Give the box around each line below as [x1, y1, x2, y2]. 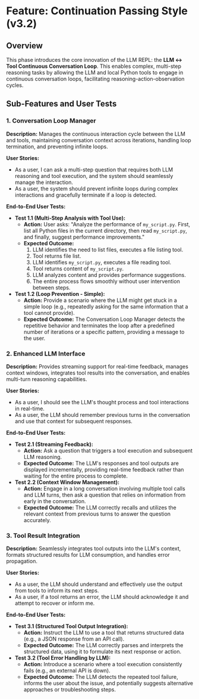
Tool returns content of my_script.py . [32, 265, 124, 272]
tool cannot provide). [23, 309, 75, 316]
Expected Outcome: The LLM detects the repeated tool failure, [23, 673, 178, 681]
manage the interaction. [14, 179, 73, 186]
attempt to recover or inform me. [14, 600, 95, 607]
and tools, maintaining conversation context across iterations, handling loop [6, 136, 191, 143]
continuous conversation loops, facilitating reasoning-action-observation [6, 76, 185, 82]
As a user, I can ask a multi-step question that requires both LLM [14, 166, 173, 173]
